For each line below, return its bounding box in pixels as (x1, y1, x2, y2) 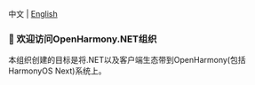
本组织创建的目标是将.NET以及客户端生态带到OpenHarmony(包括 (8, 55, 246, 66)
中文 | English (8, 9, 59, 19)
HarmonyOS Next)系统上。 (8, 66, 107, 76)
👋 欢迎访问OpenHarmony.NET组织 (8, 33, 157, 45)
